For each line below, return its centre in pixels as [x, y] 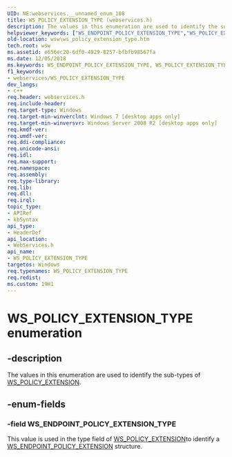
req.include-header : [37, 104]
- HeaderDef [24, 233]
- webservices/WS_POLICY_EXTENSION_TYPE [66, 78]
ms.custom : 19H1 [30, 284]
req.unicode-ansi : [33, 149]
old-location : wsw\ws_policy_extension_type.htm [78, 39]
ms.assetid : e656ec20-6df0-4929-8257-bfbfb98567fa [81, 53]
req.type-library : [33, 181]
